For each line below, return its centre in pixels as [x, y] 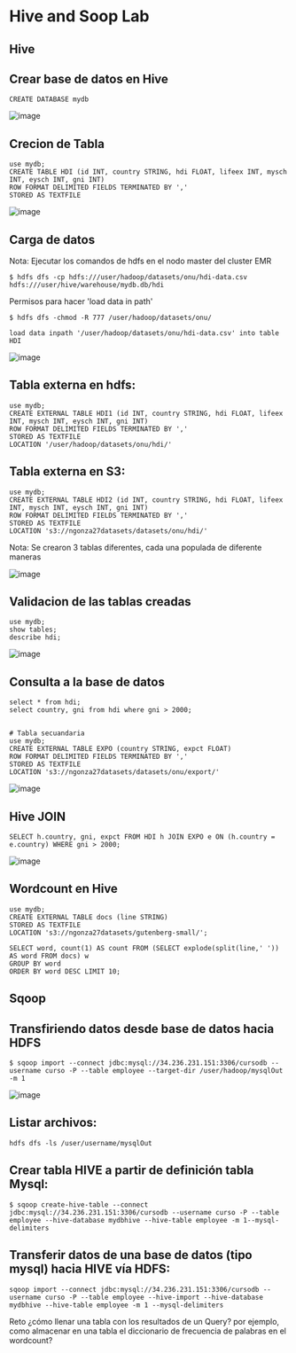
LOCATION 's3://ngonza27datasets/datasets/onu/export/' [114, 772]
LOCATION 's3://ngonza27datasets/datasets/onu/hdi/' [109, 531]
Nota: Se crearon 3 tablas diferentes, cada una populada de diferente [136, 547]
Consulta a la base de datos [87, 681]
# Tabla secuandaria [47, 733]
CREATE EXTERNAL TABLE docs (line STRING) [89, 917]
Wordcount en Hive [63, 889]
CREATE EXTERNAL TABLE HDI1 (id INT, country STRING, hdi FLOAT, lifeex [146, 413]
